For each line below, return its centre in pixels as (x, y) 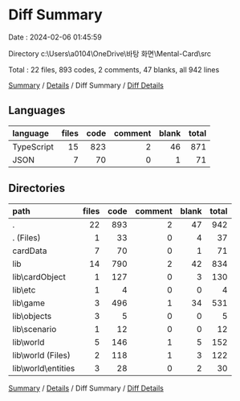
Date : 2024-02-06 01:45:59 (55, 37)
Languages (37, 110)
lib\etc (24, 289)
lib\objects (32, 316)
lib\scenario (35, 329)
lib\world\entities (44, 368)
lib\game (29, 303)
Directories (37, 188)
